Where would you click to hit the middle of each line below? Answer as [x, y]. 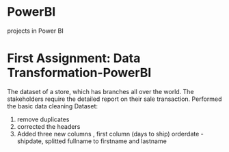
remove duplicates [43, 119]
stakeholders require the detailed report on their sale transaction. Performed [114, 99]
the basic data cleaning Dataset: [52, 106]
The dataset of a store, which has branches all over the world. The [100, 91]
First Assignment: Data [74, 58]
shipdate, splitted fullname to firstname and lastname [92, 141]
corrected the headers [49, 126]
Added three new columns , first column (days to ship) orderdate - [110, 134]
